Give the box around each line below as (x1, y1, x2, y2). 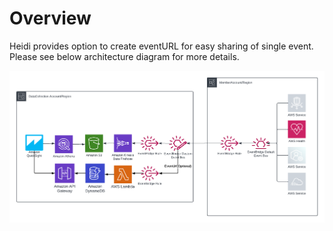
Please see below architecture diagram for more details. (9, 50, 240, 62)
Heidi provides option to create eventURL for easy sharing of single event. (9, 40, 314, 52)
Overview (9, 7, 92, 30)
